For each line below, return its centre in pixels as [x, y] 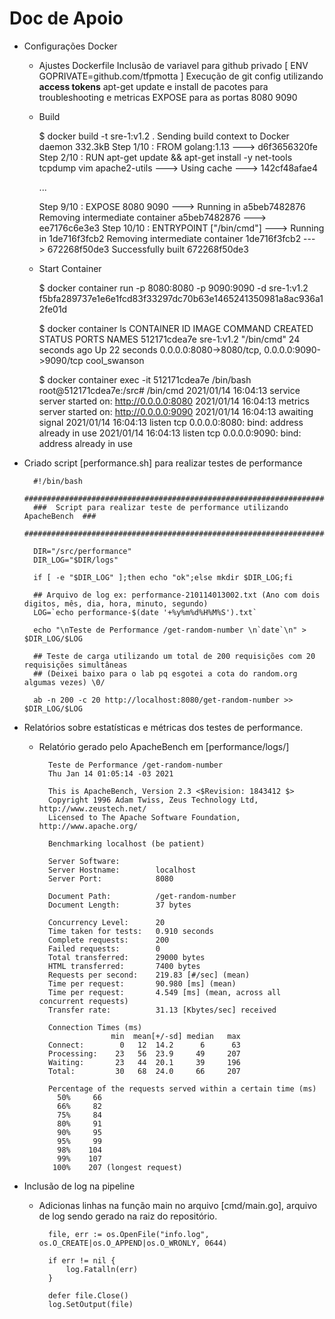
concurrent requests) [83, 1001]
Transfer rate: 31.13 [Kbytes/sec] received [162, 1010]
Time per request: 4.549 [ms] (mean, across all [164, 992]
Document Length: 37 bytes [119, 905]
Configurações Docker [70, 46]
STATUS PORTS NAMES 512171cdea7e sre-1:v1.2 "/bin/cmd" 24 [169, 339]
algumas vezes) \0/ [64, 682]
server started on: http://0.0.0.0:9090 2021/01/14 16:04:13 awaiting [176, 411]
